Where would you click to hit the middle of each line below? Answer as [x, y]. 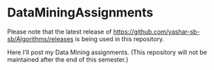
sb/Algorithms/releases [41, 38]
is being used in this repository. [120, 38]
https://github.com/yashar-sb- [157, 32]
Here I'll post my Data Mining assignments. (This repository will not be [107, 52]
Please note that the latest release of [60, 32]
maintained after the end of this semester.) [68, 59]
